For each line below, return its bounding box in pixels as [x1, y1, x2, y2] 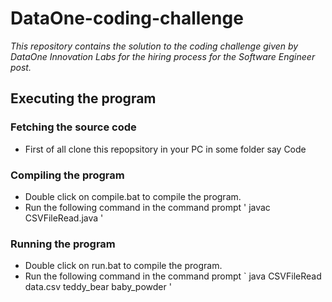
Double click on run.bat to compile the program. [24, 260, 223, 272]
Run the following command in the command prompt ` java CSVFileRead [24, 270, 322, 282]
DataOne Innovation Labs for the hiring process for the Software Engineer [10, 50, 316, 62]
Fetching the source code [10, 120, 137, 134]
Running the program [10, 237, 116, 251]
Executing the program [10, 90, 157, 107]
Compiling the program [10, 168, 125, 182]
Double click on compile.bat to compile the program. [24, 190, 242, 202]
